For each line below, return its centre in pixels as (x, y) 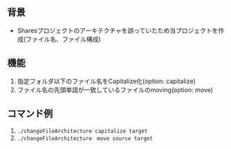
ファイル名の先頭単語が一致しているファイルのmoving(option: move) (115, 89)
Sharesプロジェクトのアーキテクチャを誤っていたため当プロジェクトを (118, 30)
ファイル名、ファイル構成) (63, 39)
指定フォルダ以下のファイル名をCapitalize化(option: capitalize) (106, 81)
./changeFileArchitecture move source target (85, 139)
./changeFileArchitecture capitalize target (82, 131)
